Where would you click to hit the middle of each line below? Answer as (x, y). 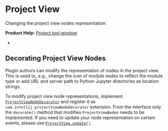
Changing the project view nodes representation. (56, 23)
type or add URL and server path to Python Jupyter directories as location (82, 81)
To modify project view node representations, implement (64, 96)
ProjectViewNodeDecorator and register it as (50, 101)
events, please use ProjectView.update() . (49, 123)
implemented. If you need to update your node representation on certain (80, 117)
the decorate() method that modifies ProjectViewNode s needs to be (75, 112)
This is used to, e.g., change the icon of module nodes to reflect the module (84, 76)
